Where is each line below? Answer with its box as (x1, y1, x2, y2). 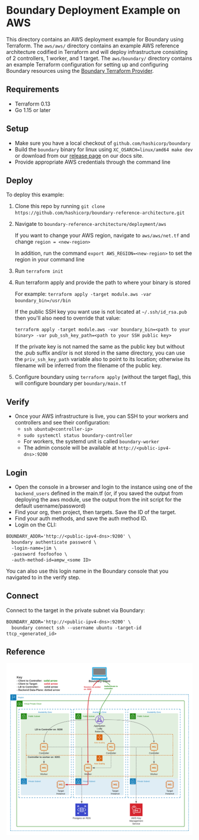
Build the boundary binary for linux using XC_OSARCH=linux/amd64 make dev (14, 146, 193, 153)
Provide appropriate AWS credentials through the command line (14, 158, 171, 165)
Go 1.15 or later (14, 106, 51, 113)
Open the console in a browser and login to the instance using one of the (14, 484, 193, 490)
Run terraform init (14, 267, 63, 274)
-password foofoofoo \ (11, 551, 68, 557)
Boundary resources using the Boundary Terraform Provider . (6, 67, 154, 74)
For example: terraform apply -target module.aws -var (14, 290, 152, 298)
